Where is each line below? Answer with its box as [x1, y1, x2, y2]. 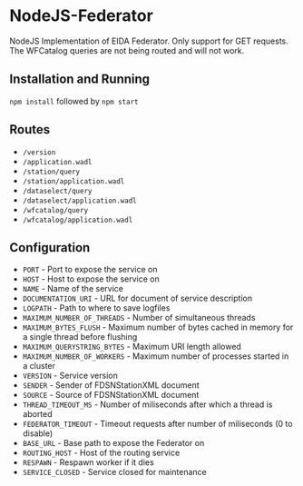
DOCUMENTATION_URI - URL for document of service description [22, 293, 252, 304]
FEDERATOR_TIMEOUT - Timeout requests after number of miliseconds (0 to [22, 419, 293, 430]
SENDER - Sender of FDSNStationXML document [22, 380, 200, 391]
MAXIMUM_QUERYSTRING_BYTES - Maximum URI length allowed [22, 342, 242, 352]
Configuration [9, 240, 91, 255]
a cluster [22, 361, 56, 372]
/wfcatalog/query [22, 205, 89, 214]
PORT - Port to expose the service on [22, 264, 158, 275]
